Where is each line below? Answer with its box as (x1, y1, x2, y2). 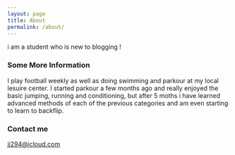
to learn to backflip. (7, 106, 64, 115)
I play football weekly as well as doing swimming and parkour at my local (7, 76, 219, 85)
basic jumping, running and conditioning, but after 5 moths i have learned (7, 91, 221, 99)
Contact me (7, 124, 49, 134)
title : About (7, 17, 46, 24)
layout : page (7, 10, 46, 18)
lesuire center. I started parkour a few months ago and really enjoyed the (7, 84, 219, 92)
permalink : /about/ (7, 23, 65, 30)
